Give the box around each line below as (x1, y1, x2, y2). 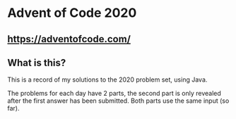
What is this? (7, 56, 66, 68)
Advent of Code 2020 (7, 5, 137, 21)
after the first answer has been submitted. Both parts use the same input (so (7, 96, 230, 105)
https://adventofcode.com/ (7, 33, 131, 45)
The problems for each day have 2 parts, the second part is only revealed (7, 89, 221, 98)
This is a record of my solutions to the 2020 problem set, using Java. (7, 75, 208, 84)
